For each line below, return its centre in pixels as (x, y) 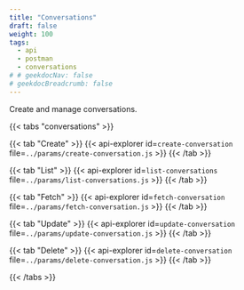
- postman (35, 59)
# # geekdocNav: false (51, 76)
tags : (19, 42)
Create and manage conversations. (73, 109)
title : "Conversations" (53, 17)
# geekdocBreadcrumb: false (61, 84)
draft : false (33, 26)
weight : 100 (31, 34)
